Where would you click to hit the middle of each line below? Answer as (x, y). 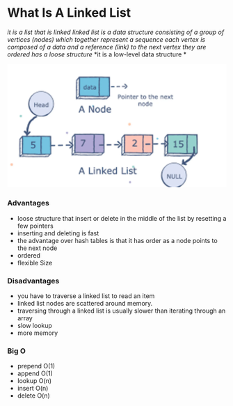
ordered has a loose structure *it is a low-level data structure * (97, 54)
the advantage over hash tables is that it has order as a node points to (117, 240)
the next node (37, 248)
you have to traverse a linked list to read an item (86, 296)
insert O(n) (33, 389)
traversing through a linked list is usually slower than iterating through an (121, 311)
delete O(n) (33, 396)
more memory (38, 333)
